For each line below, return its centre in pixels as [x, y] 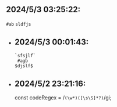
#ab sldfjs [19, 24]
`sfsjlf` [25, 56]
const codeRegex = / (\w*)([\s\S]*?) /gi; [63, 98]
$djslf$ [24, 66]
